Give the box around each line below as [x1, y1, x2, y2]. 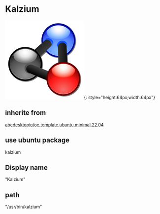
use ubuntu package [5, 136, 70, 144]
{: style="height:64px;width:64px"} [84, 94, 156, 100]
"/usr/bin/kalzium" [5, 204, 42, 210]
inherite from [5, 108, 46, 117]
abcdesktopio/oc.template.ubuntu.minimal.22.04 [5, 122, 104, 128]
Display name [5, 163, 48, 172]
